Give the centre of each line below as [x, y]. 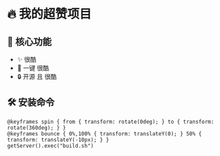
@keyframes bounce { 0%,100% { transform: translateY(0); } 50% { [104, 134]
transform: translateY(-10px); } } [58, 140]
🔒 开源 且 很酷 [37, 77]
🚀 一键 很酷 [33, 68]
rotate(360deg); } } [37, 128]
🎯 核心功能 [29, 42]
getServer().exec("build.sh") [51, 146]
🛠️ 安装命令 [31, 103]
